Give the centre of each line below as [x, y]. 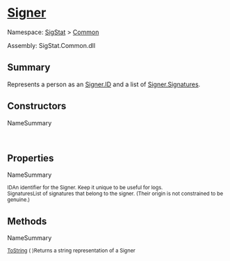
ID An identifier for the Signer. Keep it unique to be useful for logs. [85, 188]
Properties [31, 158]
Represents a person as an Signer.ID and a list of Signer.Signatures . [104, 84]
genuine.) [18, 200]
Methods [27, 221]
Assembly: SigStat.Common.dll [51, 45]
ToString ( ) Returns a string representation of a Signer [71, 251]
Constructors [37, 106]
